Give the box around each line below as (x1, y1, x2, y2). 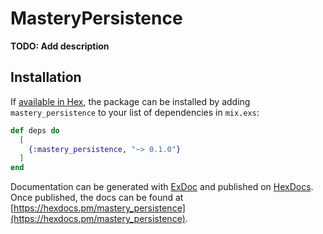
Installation (10, 69, 82, 86)
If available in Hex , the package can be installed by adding (10, 95, 251, 107)
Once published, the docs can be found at (10, 192, 184, 204)
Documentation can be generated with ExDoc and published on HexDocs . (10, 181, 314, 193)
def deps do (10, 125, 60, 136)
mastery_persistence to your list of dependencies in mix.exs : (10, 106, 260, 118)
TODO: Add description (10, 40, 110, 52)
